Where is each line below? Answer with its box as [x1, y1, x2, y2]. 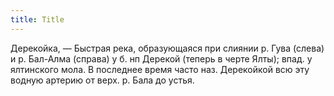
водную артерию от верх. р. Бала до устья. [10, 74, 195, 86]
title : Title [10, 14, 65, 25]
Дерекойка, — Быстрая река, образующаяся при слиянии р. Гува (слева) [10, 42, 325, 54]
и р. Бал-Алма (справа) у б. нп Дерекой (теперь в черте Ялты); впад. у [10, 52, 313, 65]
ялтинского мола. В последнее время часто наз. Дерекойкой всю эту [10, 63, 310, 75]
